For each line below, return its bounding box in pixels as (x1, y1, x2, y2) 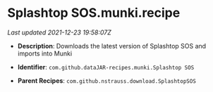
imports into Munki (17, 49, 73, 58)
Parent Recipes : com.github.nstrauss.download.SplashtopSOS (17, 76, 196, 85)
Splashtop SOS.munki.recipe (7, 5, 181, 21)
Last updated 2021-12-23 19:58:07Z (7, 28, 111, 37)
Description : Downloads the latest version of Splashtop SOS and (17, 41, 207, 50)
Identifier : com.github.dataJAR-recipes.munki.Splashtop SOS (17, 63, 195, 71)
